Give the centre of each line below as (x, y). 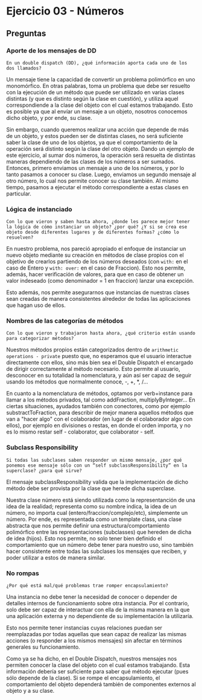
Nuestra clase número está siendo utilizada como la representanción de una (101, 500)
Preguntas (26, 33)
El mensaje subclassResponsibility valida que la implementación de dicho (97, 482)
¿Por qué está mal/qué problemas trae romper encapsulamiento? (87, 586)
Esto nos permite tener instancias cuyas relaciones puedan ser (84, 628)
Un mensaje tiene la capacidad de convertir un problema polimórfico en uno (101, 79)
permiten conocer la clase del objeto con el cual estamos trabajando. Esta (98, 665)
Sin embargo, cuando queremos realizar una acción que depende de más (97, 129)
